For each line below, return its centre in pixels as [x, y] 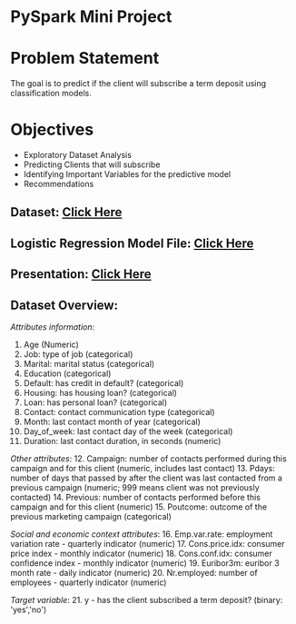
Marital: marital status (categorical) [89, 364]
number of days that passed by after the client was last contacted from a [146, 478]
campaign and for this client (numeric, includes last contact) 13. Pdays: [143, 469]
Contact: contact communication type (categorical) [119, 412]
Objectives [52, 130]
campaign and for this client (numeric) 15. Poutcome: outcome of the [138, 507]
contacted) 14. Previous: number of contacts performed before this [136, 498]
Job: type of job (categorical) [78, 354]
